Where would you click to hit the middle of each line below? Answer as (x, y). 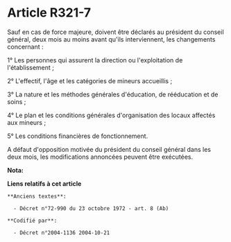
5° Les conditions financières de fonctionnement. (78, 136)
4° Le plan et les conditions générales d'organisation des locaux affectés (111, 115)
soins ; (17, 101)
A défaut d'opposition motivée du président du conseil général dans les (109, 149)
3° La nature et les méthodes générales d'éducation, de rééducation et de (113, 94)
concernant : (25, 46)
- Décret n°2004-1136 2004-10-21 (62, 233)
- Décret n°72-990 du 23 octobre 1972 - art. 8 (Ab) (91, 208)
